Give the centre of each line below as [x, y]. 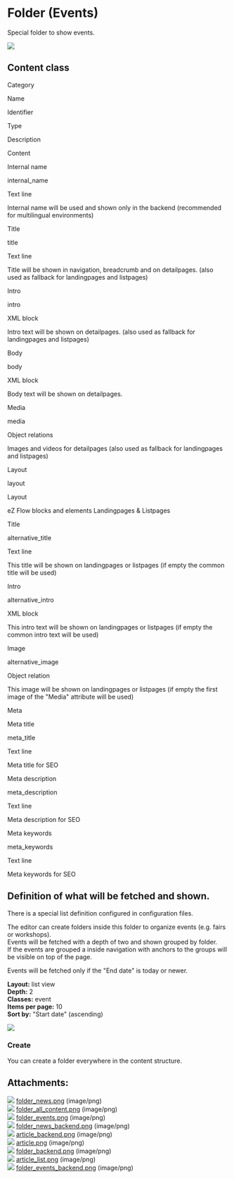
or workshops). [29, 934]
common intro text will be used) [53, 635]
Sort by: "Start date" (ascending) [55, 1014]
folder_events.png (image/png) [60, 1117]
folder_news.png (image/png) [59, 1101]
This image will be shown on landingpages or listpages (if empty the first [112, 689]
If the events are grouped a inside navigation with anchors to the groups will [117, 949]
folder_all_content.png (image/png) [67, 1109]
